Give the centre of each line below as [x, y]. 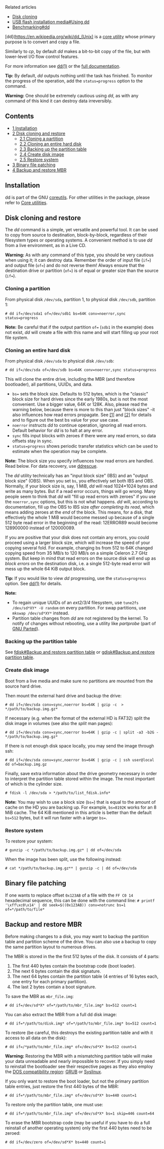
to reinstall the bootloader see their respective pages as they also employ [79, 1066]
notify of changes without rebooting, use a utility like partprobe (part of [84, 624]
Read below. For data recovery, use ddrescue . [51, 466]
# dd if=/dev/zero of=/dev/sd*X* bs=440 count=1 [56, 1142]
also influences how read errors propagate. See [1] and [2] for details [82, 415]
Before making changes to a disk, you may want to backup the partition [77, 936]
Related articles [21, 7]
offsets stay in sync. [32, 441]
